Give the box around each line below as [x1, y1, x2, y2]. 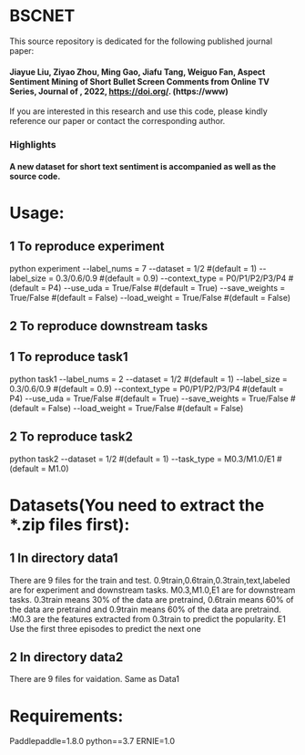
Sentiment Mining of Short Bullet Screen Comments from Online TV [9, 76, 270, 87]
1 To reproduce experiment [9, 239, 165, 254]
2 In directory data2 [9, 649, 124, 666]
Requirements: [9, 706, 124, 726]
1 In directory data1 [9, 551, 118, 566]
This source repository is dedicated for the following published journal [9, 36, 273, 47]
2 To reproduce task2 [9, 429, 134, 445]
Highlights [9, 139, 56, 151]
